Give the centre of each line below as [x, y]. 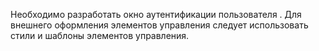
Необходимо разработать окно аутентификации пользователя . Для [156, 14]
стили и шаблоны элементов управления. [100, 35]
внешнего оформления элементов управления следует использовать [159, 25]
